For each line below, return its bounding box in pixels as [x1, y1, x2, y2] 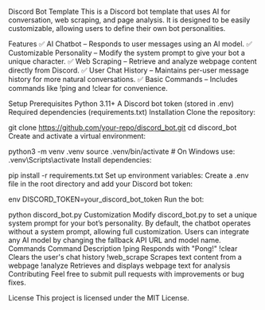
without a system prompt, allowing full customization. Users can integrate [8, 227, 249, 236]
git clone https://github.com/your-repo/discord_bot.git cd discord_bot [8, 123, 237, 132]
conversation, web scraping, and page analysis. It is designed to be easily [8, 15, 251, 25]
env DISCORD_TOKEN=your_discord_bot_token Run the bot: [8, 194, 205, 204]
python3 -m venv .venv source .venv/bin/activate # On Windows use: [8, 147, 236, 156]
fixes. [8, 278, 26, 287]
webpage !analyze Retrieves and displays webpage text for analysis [8, 261, 231, 270]
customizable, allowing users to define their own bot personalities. [8, 24, 226, 33]
